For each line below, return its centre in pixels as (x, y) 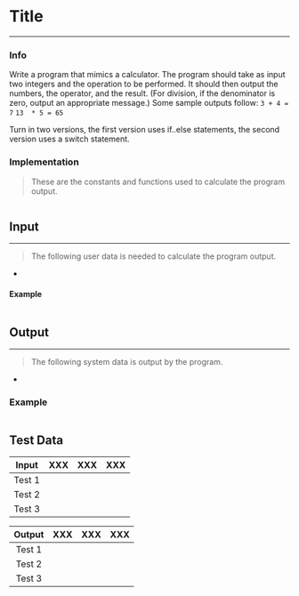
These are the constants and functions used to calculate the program (158, 181)
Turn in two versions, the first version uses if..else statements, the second (145, 130)
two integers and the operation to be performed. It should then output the (144, 84)
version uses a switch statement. (70, 139)
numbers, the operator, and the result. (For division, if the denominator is (142, 93)
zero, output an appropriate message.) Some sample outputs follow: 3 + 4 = (149, 103)
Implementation (44, 162)
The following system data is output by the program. (127, 362)
